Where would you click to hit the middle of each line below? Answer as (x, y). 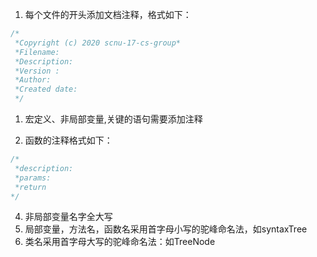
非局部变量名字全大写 (68, 217)
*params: (33, 178)
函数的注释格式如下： (68, 140)
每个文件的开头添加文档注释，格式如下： (108, 14)
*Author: (33, 80)
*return (30, 187)
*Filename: (37, 52)
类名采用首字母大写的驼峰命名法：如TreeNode (120, 242)
